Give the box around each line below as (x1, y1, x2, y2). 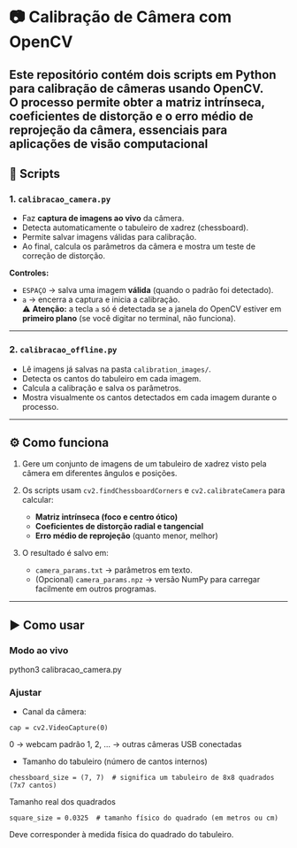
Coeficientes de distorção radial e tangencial (34, 521, 204, 532)
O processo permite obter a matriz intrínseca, (9, 95, 265, 110)
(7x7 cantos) (9, 781, 57, 790)
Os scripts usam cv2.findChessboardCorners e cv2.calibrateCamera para (21, 485, 286, 496)
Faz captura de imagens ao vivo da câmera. (21, 213, 185, 224)
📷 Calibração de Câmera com (9, 7, 232, 27)
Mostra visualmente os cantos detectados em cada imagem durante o (21, 391, 277, 403)
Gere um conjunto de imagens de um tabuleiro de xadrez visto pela (21, 459, 267, 469)
